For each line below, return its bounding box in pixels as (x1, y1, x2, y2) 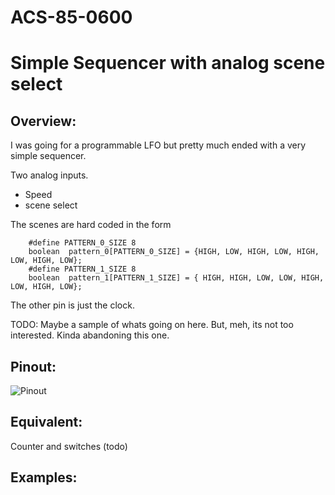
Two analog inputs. (10, 169, 89, 181)
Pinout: (10, 358, 57, 375)
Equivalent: (10, 414, 83, 431)
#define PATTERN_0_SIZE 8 (28, 238, 137, 248)
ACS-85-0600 (10, 6, 133, 29)
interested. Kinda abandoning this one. (10, 329, 170, 341)
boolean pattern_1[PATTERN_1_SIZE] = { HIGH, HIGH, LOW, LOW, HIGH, (28, 273, 325, 283)
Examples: (10, 469, 78, 486)
